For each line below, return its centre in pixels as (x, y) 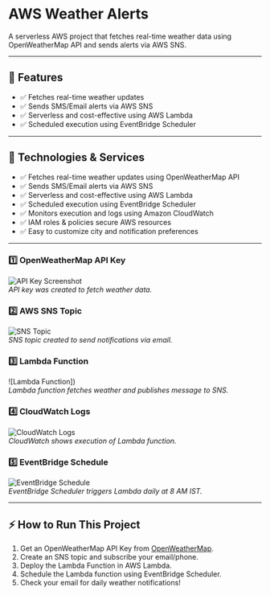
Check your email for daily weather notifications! (100, 582)
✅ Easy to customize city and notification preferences (109, 231)
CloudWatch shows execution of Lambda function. (92, 441)
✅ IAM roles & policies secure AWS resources (95, 222)
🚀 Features (36, 78)
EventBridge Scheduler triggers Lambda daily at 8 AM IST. (105, 491)
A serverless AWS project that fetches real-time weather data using (120, 36)
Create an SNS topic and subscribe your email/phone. (109, 556)
